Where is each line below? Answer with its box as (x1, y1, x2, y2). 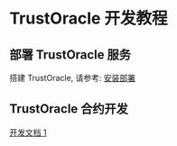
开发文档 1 (9, 127, 47, 138)
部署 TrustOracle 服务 (9, 47, 132, 62)
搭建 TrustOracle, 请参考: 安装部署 (9, 73, 136, 83)
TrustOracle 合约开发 (9, 101, 129, 117)
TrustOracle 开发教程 (9, 8, 169, 29)
